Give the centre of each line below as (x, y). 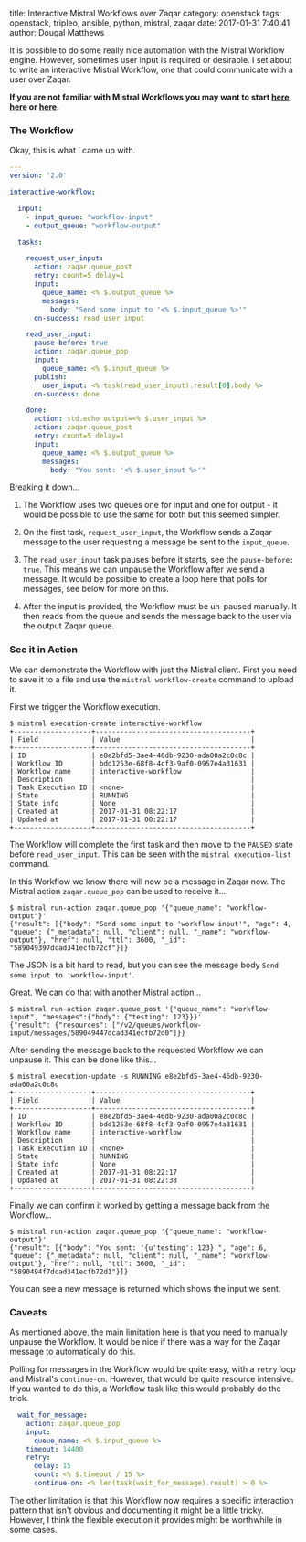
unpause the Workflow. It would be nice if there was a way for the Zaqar (145, 1342)
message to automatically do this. (73, 1352)
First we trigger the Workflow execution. (85, 706)
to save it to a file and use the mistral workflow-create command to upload (152, 679)
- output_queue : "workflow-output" (94, 226)
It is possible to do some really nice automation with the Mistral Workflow (147, 50)
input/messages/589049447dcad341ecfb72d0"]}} (97, 1033)
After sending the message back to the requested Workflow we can (137, 1050)
